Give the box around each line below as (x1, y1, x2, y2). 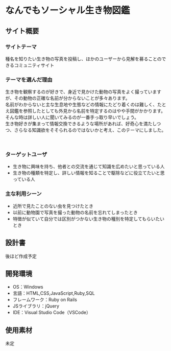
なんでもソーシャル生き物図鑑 (5, 5, 130, 16)
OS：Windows (12, 284, 43, 290)
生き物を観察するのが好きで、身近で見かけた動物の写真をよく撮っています (5, 89, 162, 95)
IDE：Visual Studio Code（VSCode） (12, 310, 91, 316)
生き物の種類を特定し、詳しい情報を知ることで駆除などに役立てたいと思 (12, 170, 165, 176)
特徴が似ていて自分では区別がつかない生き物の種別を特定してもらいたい (12, 216, 165, 222)
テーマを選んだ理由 (5, 76, 53, 83)
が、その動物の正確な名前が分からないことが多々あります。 (5, 95, 130, 101)
